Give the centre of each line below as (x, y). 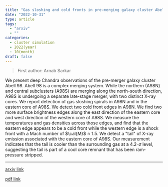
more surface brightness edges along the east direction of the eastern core (83, 112)
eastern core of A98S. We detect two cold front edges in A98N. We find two (83, 107)
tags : (11, 24)
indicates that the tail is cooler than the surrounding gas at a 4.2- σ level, (79, 144)
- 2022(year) (23, 47)
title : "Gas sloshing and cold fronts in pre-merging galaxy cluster (79, 10)
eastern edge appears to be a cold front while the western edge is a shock (82, 128)
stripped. (34, 155)
